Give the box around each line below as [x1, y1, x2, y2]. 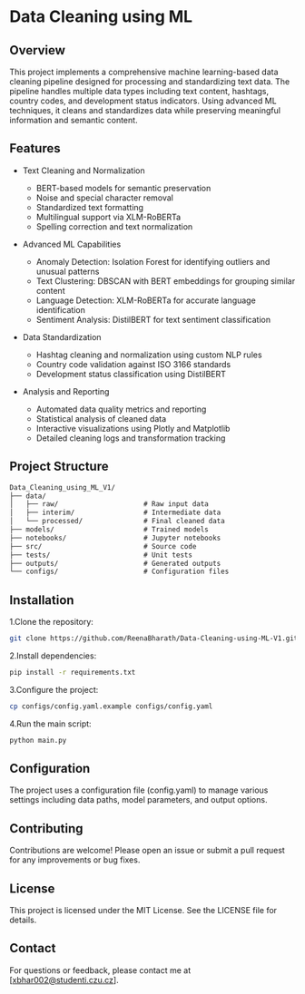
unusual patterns [35, 266, 100, 277]
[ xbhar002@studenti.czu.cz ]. [9, 974, 120, 985]
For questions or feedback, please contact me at [9, 964, 192, 976]
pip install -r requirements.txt [9, 668, 136, 677]
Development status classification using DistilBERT [35, 368, 227, 379]
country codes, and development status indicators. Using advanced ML [9, 95, 277, 106]
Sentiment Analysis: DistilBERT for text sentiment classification [35, 314, 271, 325]
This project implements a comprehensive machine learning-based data [9, 66, 279, 77]
